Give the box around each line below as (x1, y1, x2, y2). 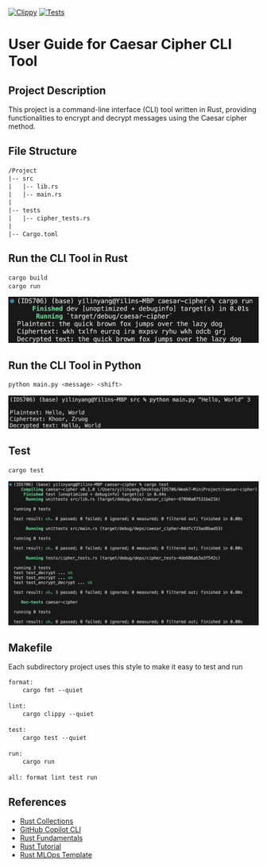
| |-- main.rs (8, 191, 62, 198)
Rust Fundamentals (19, 834, 83, 843)
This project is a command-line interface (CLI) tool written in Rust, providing (8, 105, 257, 114)
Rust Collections (19, 816, 74, 826)
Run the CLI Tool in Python (8, 358, 141, 372)
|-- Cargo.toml (8, 230, 59, 238)
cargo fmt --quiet (22, 687, 83, 695)
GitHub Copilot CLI (19, 825, 82, 834)
